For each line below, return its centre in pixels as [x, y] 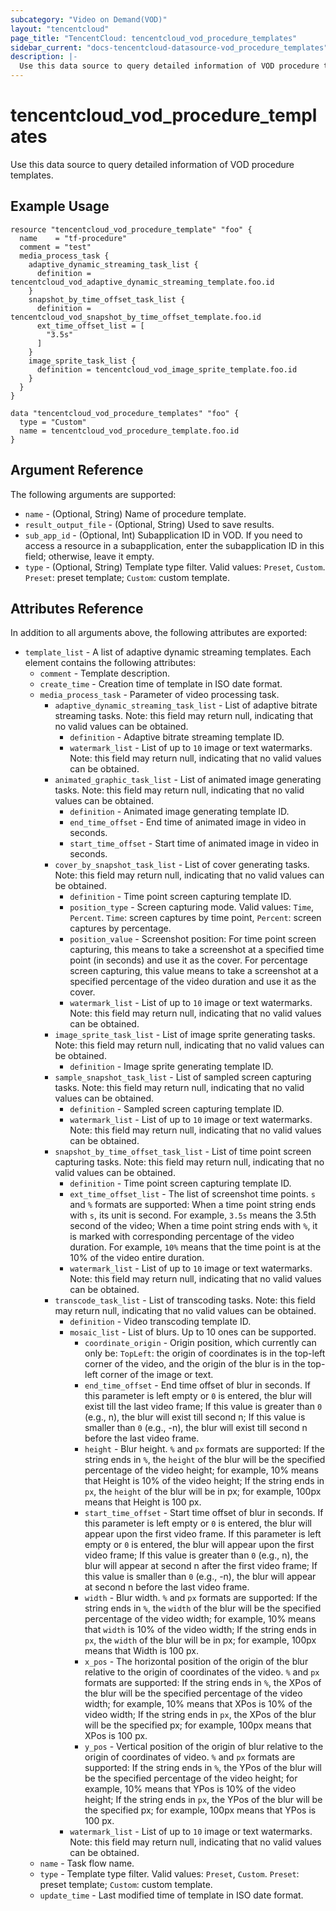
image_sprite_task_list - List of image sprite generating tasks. [185, 1035]
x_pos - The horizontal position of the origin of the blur [196, 1662]
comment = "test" [55, 247]
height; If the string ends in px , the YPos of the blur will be [203, 1800]
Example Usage [60, 206]
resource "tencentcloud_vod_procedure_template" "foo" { [131, 229]
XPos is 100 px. [116, 1736]
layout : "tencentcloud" [60, 29]
